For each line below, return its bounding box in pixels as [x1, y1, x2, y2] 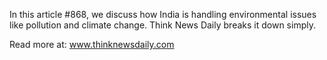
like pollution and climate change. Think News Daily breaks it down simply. [9, 19, 316, 31]
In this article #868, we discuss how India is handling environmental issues [9, 9, 317, 20]
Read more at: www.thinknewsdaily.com [9, 39, 175, 50]
